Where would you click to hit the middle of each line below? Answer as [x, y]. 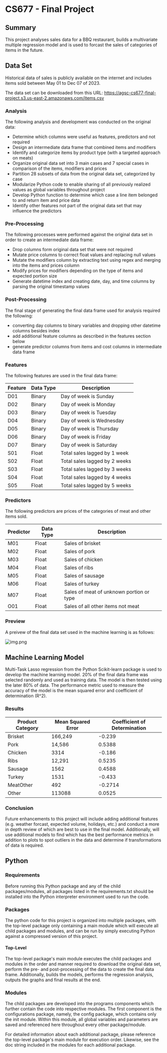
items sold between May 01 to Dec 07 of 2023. [53, 83]
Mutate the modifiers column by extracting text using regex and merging [86, 260]
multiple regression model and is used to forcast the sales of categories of [81, 45]
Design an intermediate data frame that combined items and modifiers [84, 148]
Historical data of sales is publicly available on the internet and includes [79, 78]
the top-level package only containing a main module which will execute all [82, 925]
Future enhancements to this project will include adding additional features [82, 819]
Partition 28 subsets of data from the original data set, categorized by [83, 174]
